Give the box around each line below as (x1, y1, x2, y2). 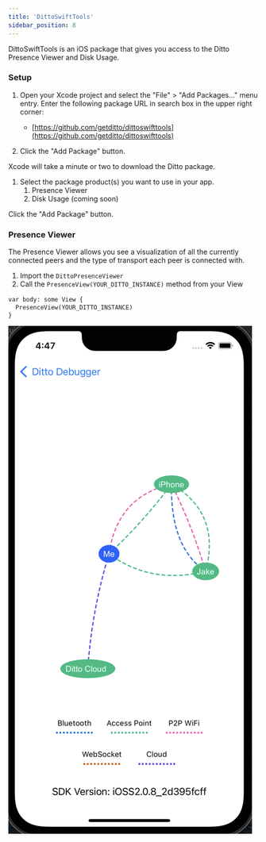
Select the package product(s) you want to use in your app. (19, 177, 214, 186)
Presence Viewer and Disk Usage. (8, 52, 120, 62)
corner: (19, 107, 44, 117)
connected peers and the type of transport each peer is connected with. (8, 256, 245, 265)
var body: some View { (8, 296, 83, 304)
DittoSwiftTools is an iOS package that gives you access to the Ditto (8, 44, 230, 53)
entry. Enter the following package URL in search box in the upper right (19, 98, 253, 108)
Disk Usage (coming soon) (31, 194, 119, 203)
